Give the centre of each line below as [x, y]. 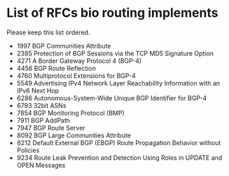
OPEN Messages [41, 165]
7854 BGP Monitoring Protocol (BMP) [70, 113]
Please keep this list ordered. [48, 32]
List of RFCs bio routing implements [112, 13]
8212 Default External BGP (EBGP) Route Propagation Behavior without [119, 142]
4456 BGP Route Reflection [56, 68]
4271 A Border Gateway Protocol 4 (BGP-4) [79, 60]
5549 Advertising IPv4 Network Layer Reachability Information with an [118, 83]
